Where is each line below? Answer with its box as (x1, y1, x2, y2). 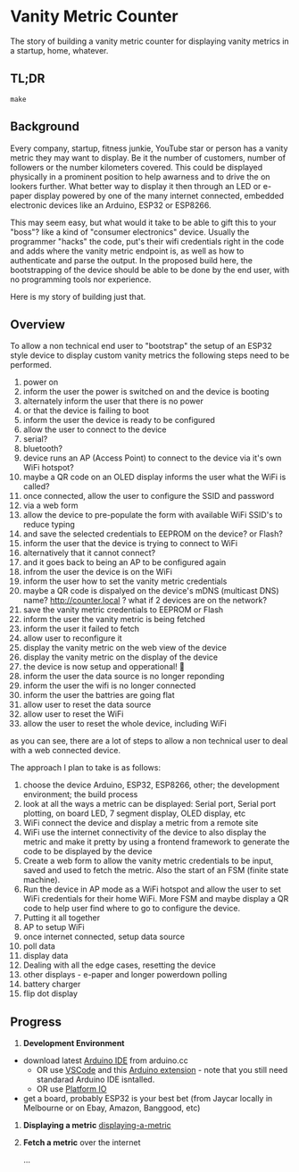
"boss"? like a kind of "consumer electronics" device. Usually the (10, 226, 250, 237)
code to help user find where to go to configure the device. (22, 903, 240, 914)
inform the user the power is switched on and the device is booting (22, 387, 270, 397)
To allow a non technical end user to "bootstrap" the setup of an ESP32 (10, 341, 272, 352)
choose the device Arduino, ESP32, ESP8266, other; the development (22, 779, 280, 791)
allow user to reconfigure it (22, 633, 123, 644)
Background (10, 119, 79, 135)
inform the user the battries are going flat (22, 690, 175, 701)
